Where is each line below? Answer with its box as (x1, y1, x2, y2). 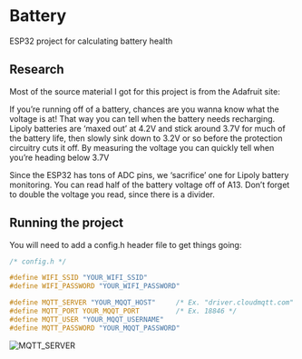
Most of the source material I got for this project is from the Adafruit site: (9, 85, 281, 96)
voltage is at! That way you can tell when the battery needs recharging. (9, 113, 276, 124)
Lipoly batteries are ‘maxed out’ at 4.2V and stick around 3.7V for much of (9, 123, 286, 134)
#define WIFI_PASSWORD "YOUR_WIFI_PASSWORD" (9, 282, 180, 291)
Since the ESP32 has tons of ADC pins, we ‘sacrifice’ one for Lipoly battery (9, 169, 289, 180)
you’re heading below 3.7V (9, 152, 110, 163)
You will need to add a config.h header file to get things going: (9, 239, 242, 250)
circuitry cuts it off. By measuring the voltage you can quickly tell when (9, 142, 275, 153)
